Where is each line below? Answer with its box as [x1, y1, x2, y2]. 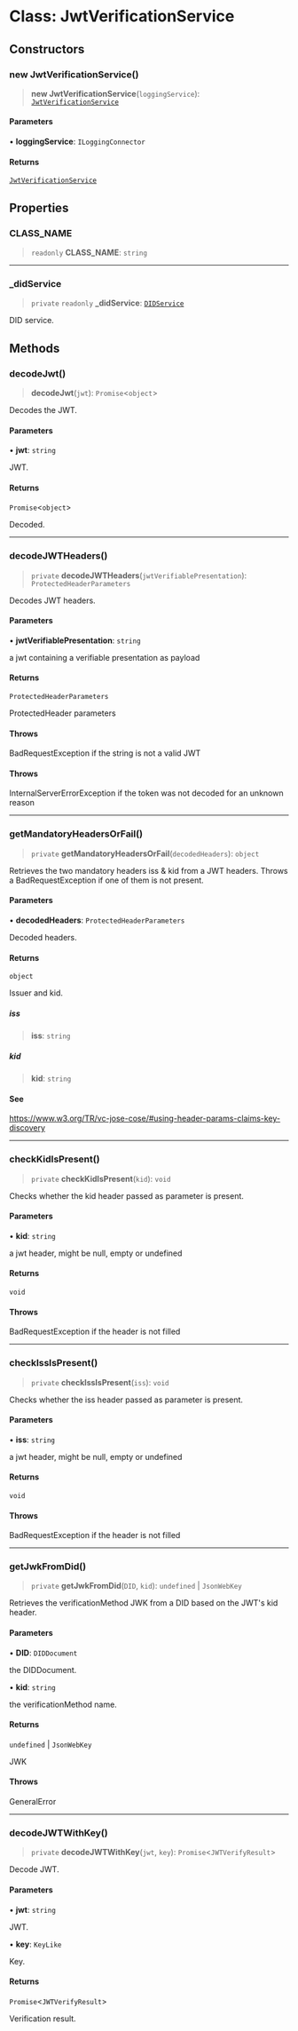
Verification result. [9, 2013, 77, 2024]
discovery [9, 1123, 46, 1133]
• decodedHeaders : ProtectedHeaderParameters [9, 915, 185, 925]
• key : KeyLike [9, 1939, 62, 1949]
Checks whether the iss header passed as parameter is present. [9, 1394, 244, 1405]
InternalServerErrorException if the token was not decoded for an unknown [9, 788, 284, 798]
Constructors [9, 42, 85, 57]
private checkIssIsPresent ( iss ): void [30, 1376, 170, 1387]
